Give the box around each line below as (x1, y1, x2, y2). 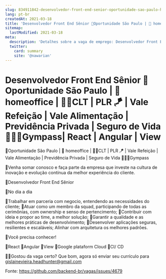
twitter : (9, 44, 28, 49)
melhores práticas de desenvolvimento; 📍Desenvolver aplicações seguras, (5, 219, 157, 225)
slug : (5, 7, 16, 12)
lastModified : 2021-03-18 (9, 30, 63, 35)
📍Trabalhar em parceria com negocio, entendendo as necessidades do (5, 199, 150, 204)
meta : (5, 35, 16, 40)
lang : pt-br (5, 12, 30, 17)
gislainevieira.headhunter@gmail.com (5, 259, 82, 265)
